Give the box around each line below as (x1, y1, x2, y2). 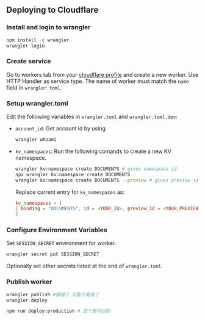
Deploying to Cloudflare (6, 5, 99, 15)
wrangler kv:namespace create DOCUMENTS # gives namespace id (15, 166, 177, 172)
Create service (6, 57, 51, 66)
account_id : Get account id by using (15, 125, 106, 132)
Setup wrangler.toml (6, 99, 68, 107)
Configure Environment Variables (6, 226, 108, 234)
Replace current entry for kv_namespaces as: (15, 188, 125, 196)
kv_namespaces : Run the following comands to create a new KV (15, 148, 172, 155)
